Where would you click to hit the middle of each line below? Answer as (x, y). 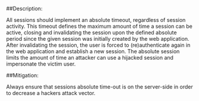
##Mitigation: (22, 75)
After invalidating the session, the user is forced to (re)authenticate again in (98, 45)
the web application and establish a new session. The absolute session (93, 51)
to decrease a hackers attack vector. (51, 93)
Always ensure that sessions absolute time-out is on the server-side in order (99, 87)
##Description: (24, 9)
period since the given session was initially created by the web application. (98, 39)
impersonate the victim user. (41, 64)
